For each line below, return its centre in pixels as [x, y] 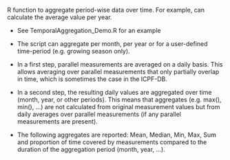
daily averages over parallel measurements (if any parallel [99, 114]
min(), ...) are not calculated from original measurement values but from [118, 107]
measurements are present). [57, 122]
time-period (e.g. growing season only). [73, 51]
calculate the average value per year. [60, 17]
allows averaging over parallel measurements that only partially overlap [118, 72]
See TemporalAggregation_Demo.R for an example [89, 31]
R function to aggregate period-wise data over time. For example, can [106, 10]
